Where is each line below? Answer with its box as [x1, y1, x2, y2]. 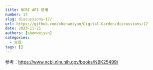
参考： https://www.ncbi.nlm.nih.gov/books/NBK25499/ [5, 58, 119, 65]
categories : [5, 35, 30, 40]
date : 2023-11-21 [5, 26, 41, 31]
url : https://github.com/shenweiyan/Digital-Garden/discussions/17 [5, 21, 149, 26]
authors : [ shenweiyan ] [5, 30, 52, 35]
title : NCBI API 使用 [5, 7, 49, 12]
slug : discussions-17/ [5, 16, 52, 21]
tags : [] [5, 44, 23, 49]
